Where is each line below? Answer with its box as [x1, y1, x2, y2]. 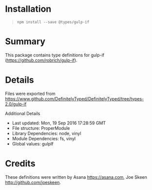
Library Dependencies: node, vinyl [12, 130, 81, 136]
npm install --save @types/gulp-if [17, 20, 90, 24]
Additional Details [5, 110, 40, 116]
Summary [5, 36, 45, 47]
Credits [5, 158, 36, 169]
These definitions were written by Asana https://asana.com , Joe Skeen [5, 174, 148, 180]
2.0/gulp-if [5, 101, 27, 107]
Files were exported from [5, 91, 56, 96]
